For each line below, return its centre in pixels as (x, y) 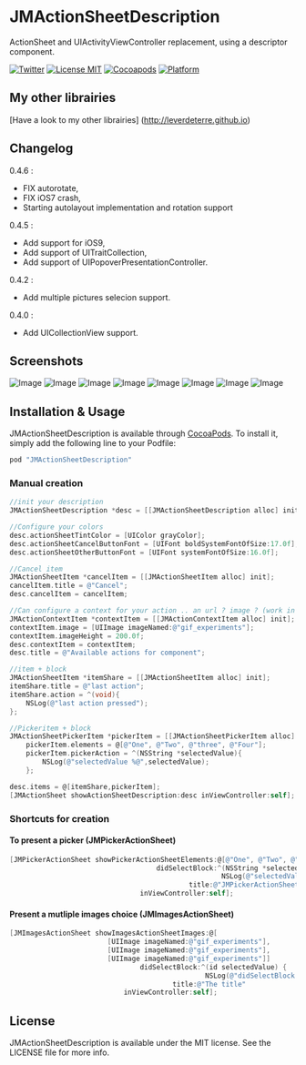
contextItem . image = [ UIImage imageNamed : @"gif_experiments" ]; (132, 627)
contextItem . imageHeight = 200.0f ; (77, 636)
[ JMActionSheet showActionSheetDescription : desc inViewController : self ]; (153, 795)
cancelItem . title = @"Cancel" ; (69, 586)
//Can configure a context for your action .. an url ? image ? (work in (153, 611)
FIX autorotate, (51, 188)
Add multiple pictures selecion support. (97, 297)
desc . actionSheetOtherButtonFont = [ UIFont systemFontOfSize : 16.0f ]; (144, 553)
